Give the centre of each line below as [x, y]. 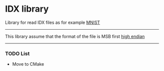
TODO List [18, 53]
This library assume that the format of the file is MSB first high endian [75, 36]
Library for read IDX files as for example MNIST [52, 22]
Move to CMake [28, 64]
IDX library [27, 9]
